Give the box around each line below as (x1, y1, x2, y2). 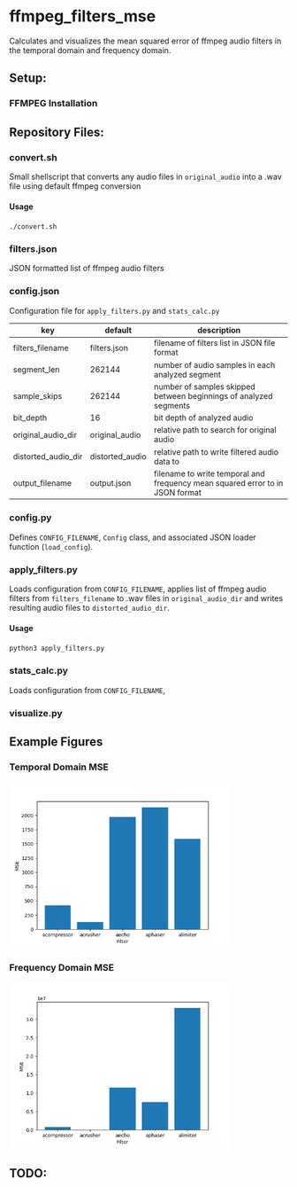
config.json (9, 285, 60, 298)
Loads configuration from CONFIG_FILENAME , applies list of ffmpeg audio (9, 583, 267, 595)
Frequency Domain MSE (9, 962, 115, 974)
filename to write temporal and (154, 468, 265, 479)
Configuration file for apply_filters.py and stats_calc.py (9, 305, 220, 316)
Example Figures (9, 734, 103, 749)
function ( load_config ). (9, 541, 94, 551)
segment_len (12, 364, 60, 375)
